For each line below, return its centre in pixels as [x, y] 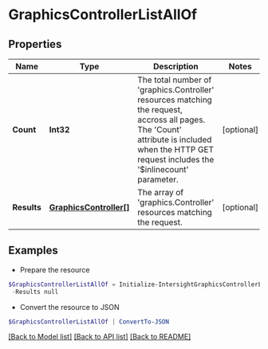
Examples [33, 251]
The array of [161, 192]
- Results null [35, 292]
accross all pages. [171, 120]
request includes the [176, 159]
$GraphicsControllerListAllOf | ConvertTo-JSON [89, 322]
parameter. [158, 179]
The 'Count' [160, 129]
